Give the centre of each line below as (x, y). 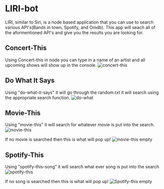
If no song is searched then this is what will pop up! (57, 182)
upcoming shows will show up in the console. (51, 65)
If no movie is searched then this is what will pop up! (58, 139)
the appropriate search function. (38, 97)
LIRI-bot (22, 9)
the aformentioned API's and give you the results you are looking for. (74, 32)
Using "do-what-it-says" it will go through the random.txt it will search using (82, 92)
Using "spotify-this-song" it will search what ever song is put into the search (82, 167)
